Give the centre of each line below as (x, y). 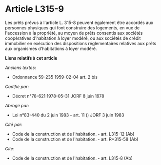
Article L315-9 (35, 9)
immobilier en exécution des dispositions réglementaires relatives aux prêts (81, 43)
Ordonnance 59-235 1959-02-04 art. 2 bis (55, 77)
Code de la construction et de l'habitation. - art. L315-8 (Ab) (72, 158)
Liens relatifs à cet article (31, 58)
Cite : (10, 148)
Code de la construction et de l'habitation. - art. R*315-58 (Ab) (75, 139)
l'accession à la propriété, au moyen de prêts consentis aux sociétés (74, 33)
